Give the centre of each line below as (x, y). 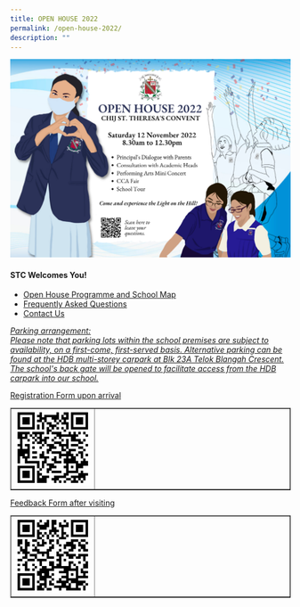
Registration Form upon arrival (66, 396)
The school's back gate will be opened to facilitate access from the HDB (143, 369)
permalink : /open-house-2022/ (66, 28)
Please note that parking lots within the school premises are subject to (140, 340)
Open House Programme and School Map (99, 295)
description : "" (40, 37)
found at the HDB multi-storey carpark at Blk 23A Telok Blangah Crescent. (147, 359)
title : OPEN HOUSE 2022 (54, 19)
